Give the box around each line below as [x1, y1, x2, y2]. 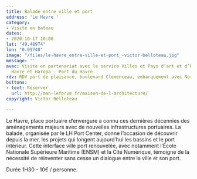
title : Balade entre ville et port [6, 8, 93, 15]
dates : [6, 31, 22, 36]
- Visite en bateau [6, 25, 54, 31]
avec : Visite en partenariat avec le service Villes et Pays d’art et [6, 63, 182, 69]
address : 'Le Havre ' [6, 14, 59, 20]
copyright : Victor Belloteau [6, 96, 77, 102]
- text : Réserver [6, 85, 49, 91]
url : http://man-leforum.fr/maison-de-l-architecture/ [11, 90, 148, 96]
